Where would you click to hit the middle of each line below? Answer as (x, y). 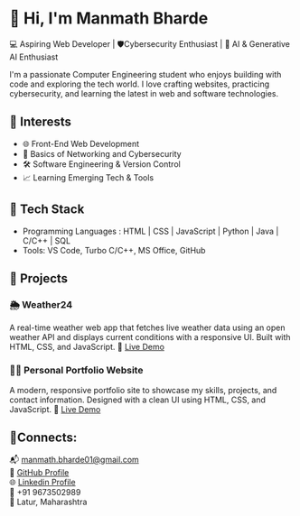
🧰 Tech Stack (47, 210)
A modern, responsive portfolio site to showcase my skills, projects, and (143, 390)
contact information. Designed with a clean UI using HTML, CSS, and (138, 400)
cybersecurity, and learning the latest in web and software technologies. (144, 93)
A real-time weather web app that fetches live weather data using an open (148, 327)
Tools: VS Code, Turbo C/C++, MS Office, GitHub (114, 250)
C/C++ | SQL (46, 240)
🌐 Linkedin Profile (42, 483)
